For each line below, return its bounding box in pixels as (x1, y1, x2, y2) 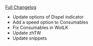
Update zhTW (12, 30, 41, 35)
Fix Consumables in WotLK (12, 24, 69, 30)
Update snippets (12, 35, 47, 41)
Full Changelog (5, 4, 37, 10)
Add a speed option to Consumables (12, 19, 88, 25)
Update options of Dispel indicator (12, 14, 84, 19)
